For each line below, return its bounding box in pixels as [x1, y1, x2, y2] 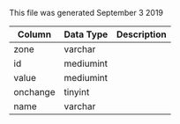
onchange [13, 86, 56, 98]
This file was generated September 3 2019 [9, 8, 164, 18]
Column [17, 28, 51, 40]
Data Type [64, 28, 109, 40]
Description [116, 28, 167, 40]
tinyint [64, 86, 90, 98]
